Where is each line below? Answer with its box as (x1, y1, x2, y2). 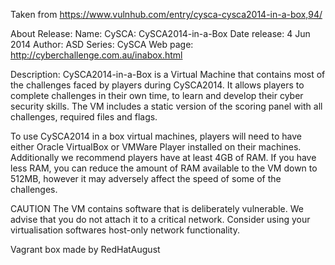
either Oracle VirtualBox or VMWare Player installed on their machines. (10, 141, 302, 153)
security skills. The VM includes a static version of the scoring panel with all (10, 100, 323, 112)
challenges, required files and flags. (10, 111, 158, 123)
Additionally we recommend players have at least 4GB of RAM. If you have (10, 152, 317, 163)
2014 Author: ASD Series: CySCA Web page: (10, 39, 194, 50)
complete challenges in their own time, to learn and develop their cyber (10, 90, 304, 101)
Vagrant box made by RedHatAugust (10, 244, 161, 255)
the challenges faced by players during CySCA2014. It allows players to (10, 79, 305, 91)
